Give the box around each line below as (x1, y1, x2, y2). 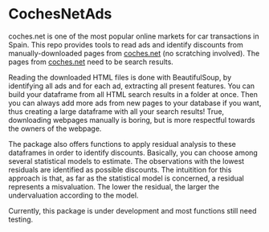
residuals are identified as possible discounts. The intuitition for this (8, 165, 232, 174)
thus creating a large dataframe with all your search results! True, (8, 106, 225, 116)
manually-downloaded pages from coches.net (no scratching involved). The (8, 48, 260, 58)
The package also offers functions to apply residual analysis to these (8, 139, 237, 149)
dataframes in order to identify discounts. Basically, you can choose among (8, 148, 259, 157)
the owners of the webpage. (8, 124, 102, 133)
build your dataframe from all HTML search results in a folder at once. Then (8, 89, 259, 99)
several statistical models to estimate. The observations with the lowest (8, 156, 245, 165)
